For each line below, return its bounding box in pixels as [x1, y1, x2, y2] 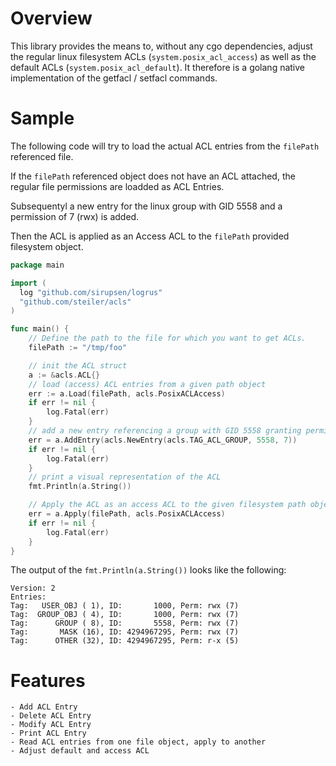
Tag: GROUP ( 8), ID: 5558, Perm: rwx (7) [10, 618, 240, 629]
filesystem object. [10, 240, 84, 252]
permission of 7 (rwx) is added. [10, 210, 140, 222]
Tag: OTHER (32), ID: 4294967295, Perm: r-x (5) [10, 636, 240, 646]
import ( [10, 278, 47, 288]
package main [10, 260, 65, 270]
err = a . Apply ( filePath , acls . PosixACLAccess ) [28, 509, 226, 519]
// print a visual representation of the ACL [28, 472, 222, 482]
